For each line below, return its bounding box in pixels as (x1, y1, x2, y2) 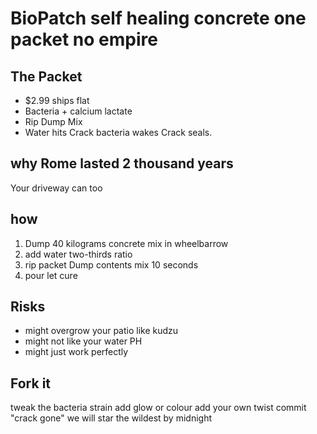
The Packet (10, 68, 83, 85)
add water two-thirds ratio (24, 248, 133, 260)
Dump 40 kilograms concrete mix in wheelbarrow (24, 237, 229, 249)
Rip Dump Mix (24, 116, 83, 127)
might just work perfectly (24, 346, 129, 358)
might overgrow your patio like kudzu (24, 325, 179, 337)
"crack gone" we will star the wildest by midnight (10, 412, 212, 424)
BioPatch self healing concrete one (10, 7, 307, 30)
